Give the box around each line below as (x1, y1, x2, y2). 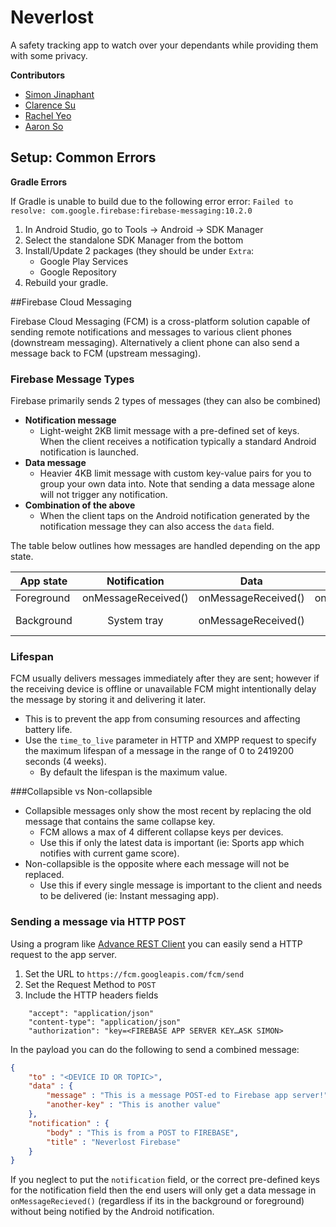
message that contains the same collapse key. (24, 816, 216, 828)
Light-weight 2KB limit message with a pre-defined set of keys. (39, 425, 300, 437)
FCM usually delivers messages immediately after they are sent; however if (10, 672, 320, 685)
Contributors (10, 69, 66, 81)
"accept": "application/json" (28, 1008, 155, 1018)
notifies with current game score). (39, 847, 180, 860)
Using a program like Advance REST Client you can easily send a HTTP (10, 937, 303, 950)
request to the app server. (10, 948, 118, 960)
